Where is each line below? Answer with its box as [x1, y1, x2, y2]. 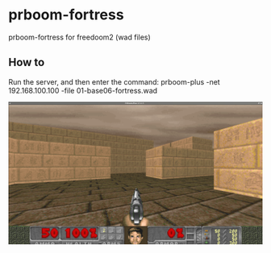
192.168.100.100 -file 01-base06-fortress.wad [8, 85, 158, 95]
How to [8, 56, 45, 69]
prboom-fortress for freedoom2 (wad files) [8, 32, 151, 42]
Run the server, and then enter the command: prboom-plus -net [8, 77, 220, 86]
